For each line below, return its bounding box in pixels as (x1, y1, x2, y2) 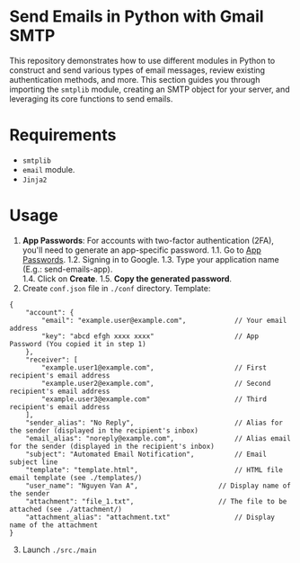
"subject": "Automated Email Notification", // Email (25, 450, 268, 459)
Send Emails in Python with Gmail (9, 6, 264, 27)
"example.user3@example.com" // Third (41, 394, 268, 404)
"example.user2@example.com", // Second (41, 379, 271, 388)
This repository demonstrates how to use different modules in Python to (9, 55, 276, 66)
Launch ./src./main (22, 544, 97, 555)
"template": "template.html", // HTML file (25, 465, 283, 474)
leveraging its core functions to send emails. (9, 93, 173, 104)
